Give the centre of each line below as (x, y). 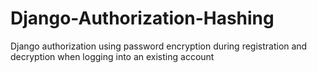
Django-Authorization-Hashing (142, 18)
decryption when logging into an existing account (112, 56)
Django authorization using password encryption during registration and (159, 46)
